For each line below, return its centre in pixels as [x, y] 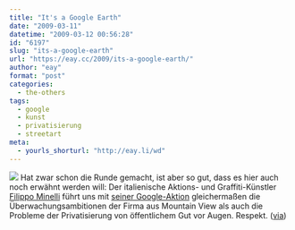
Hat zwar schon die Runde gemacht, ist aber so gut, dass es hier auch [149, 177]
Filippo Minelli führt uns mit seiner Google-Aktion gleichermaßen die [135, 196]
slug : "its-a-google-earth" [62, 51]
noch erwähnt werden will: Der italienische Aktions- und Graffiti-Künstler [143, 187]
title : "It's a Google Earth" [66, 17]
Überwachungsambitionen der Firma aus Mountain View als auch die [136, 206]
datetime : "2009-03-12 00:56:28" [72, 34]
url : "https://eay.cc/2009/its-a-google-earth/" [101, 59]
